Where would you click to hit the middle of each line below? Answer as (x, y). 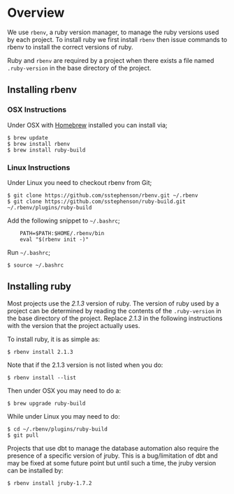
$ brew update (28, 137)
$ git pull (23, 435)
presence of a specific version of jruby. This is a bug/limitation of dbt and (112, 456)
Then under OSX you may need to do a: (64, 390)
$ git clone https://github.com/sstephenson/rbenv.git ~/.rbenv (103, 195)
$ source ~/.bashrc (36, 265)
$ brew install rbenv (39, 144)
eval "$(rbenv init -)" (54, 239)
